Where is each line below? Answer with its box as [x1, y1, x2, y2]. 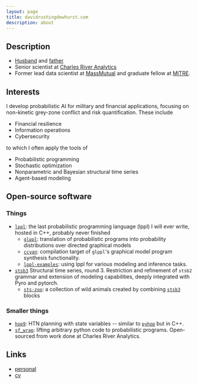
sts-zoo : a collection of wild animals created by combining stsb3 [23, 285, 181, 292]
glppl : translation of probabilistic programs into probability [23, 235, 167, 242]
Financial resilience [14, 121, 62, 127]
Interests [6, 87, 40, 97]
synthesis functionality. [23, 254, 80, 261]
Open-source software [6, 191, 92, 201]
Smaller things [6, 307, 49, 315]
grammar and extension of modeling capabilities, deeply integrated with [14, 273, 190, 280]
